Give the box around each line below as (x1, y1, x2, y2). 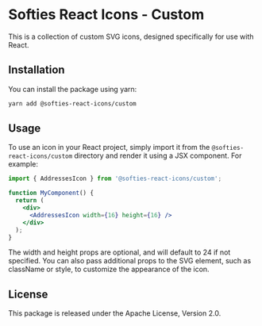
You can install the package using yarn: (8, 84, 137, 94)
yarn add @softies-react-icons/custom (8, 99, 137, 108)
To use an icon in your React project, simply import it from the (8, 143, 210, 152)
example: (8, 159, 38, 169)
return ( (15, 197, 44, 205)
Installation (8, 63, 65, 77)
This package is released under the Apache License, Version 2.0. (8, 309, 222, 318)
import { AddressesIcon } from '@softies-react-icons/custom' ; (8, 175, 222, 183)
